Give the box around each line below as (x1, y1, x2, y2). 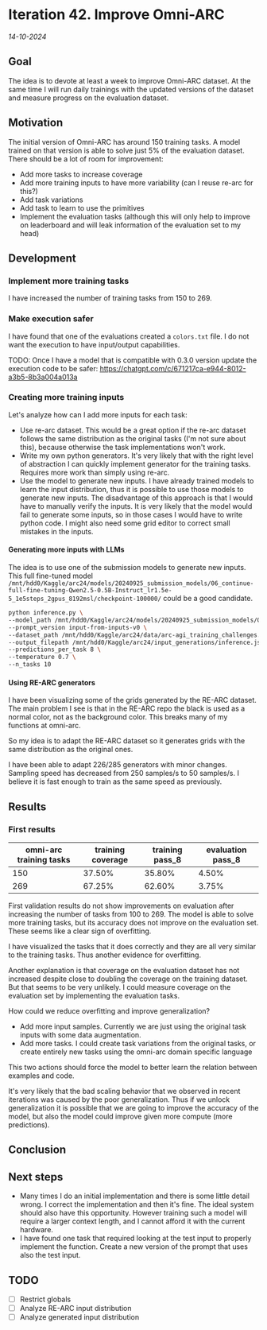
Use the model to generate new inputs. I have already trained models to (19, 475, 254, 486)
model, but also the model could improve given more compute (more (8, 1111, 233, 1121)
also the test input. (19, 1251, 81, 1260)
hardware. (19, 1225, 54, 1235)
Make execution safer (8, 313, 94, 324)
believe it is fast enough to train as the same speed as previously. (8, 777, 222, 786)
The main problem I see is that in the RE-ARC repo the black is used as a (8, 704, 246, 713)
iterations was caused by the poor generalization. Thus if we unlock (8, 1095, 230, 1104)
